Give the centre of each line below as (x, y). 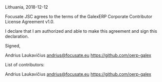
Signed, (13, 46)
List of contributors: (25, 65)
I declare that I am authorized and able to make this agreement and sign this (81, 31)
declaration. (17, 36)
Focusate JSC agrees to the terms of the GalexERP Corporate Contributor (79, 16)
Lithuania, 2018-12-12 (27, 7)
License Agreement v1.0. (30, 22)
